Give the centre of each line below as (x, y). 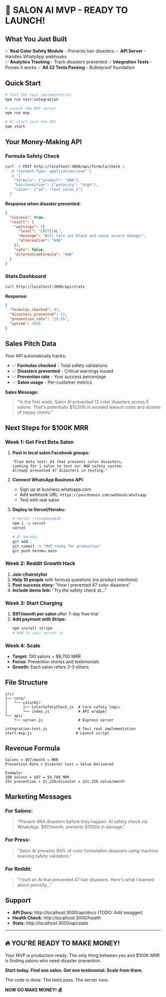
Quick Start (23, 83)
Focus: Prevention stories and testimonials (56, 662)
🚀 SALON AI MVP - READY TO (67, 10)
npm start (15, 127)
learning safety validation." (44, 856)
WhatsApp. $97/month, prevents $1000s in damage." (71, 827)
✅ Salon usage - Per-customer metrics (52, 382)
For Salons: (19, 811)
